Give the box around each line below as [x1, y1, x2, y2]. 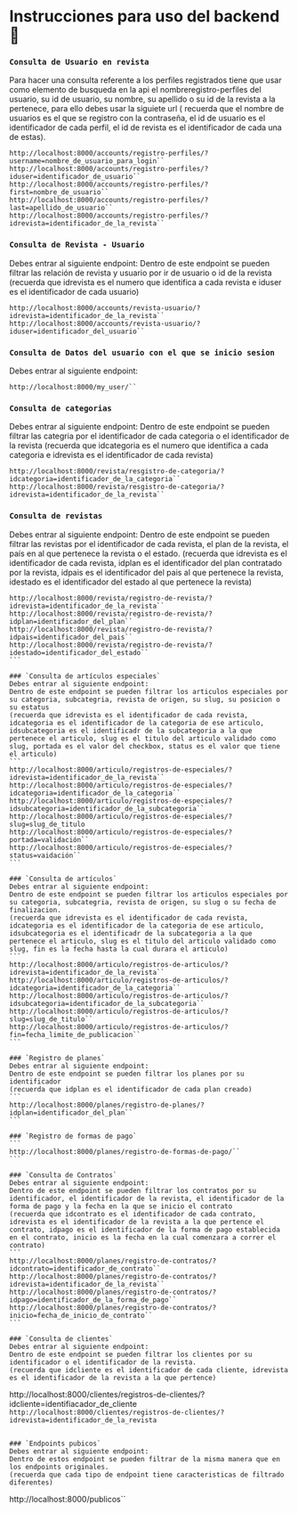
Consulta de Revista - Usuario [9, 240, 145, 250]
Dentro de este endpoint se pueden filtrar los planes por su [9, 1069, 245, 1078]
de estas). [9, 132, 46, 143]
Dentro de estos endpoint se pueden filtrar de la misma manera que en [9, 1454, 280, 1463]
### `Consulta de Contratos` [9, 1170, 117, 1180]
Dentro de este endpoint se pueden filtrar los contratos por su [9, 1186, 256, 1195]
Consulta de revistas [9, 511, 103, 521]
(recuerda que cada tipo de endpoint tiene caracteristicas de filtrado [9, 1470, 285, 1479]
